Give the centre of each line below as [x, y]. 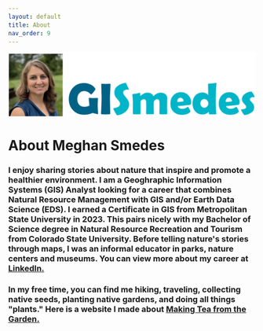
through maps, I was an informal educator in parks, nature [121, 249]
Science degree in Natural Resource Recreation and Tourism [126, 230]
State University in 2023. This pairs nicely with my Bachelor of [130, 219]
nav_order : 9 [29, 33]
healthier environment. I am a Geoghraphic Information [115, 180]
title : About [29, 25]
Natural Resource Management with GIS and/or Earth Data [121, 200]
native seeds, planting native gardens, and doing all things [122, 300]
